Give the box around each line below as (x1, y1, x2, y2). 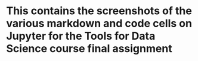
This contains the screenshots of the (6, 4, 192, 18)
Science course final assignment (6, 42, 172, 56)
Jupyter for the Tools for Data (6, 30, 156, 43)
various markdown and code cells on (6, 17, 193, 30)
